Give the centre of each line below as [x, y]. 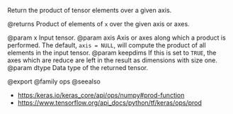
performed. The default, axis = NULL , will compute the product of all [107, 45]
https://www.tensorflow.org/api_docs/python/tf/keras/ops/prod [109, 103]
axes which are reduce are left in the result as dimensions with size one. [113, 60]
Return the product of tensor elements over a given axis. [90, 10]
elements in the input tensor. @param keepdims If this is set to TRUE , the [112, 53]
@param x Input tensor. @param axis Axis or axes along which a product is [117, 38]
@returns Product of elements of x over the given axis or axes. [98, 24]
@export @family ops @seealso [54, 81]
